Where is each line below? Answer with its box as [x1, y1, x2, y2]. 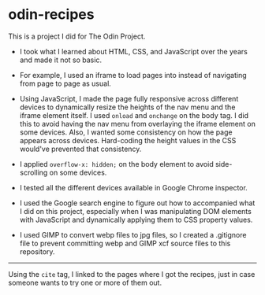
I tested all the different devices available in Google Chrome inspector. [19, 183, 248, 192]
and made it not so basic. [19, 55, 103, 65]
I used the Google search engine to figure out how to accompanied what [19, 198, 256, 208]
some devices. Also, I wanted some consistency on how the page [19, 127, 233, 137]
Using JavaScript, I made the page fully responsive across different [19, 94, 239, 103]
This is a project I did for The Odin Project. [8, 31, 146, 41]
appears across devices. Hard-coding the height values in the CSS [19, 135, 237, 145]
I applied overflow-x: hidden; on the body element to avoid [19, 159, 215, 168]
